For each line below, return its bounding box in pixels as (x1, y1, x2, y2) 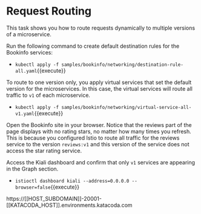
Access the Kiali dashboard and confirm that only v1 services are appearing (6, 158, 196, 166)
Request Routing (6, 4, 92, 18)
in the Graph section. (6, 165, 59, 172)
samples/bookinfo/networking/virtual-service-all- (61, 104, 192, 110)
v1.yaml (15, 111, 35, 117)
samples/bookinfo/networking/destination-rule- (61, 62, 183, 68)
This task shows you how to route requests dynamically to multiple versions (6, 24, 196, 31)
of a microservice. (6, 30, 51, 37)
